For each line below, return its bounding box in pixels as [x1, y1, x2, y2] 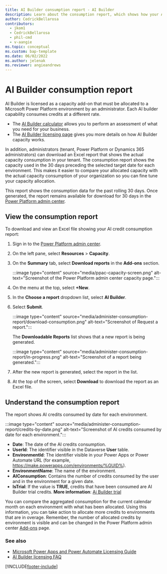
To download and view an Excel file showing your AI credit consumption [5, 226, 153, 232]
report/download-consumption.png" [12, 319, 87, 325]
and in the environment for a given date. [12, 478, 94, 484]
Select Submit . [12, 304, 43, 310]
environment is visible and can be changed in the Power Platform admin [5, 519, 153, 525]
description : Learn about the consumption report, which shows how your [5, 12, 159, 17]
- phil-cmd [9, 35, 32, 40]
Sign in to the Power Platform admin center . [12, 241, 101, 247]
